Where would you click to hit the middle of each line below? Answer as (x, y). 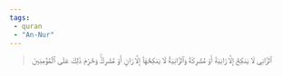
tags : (19, 18)
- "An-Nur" (34, 34)
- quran (28, 26)
